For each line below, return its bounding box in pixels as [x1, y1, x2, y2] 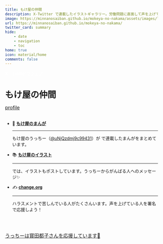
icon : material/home [5, 52, 47, 57]
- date [14, 34, 27, 39]
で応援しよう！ [12, 207, 42, 212]
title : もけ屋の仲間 [5, 7, 42, 12]
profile [5, 104, 20, 111]
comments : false [5, 57, 38, 62]
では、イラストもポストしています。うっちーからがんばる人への [12, 168, 139, 174]
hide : [5, 30, 16, 34]
